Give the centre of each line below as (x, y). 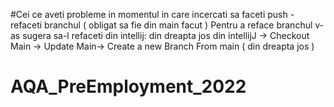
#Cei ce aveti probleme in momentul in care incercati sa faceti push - (152, 14)
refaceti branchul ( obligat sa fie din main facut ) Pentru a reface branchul (161, 25)
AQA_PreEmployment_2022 (128, 86)
